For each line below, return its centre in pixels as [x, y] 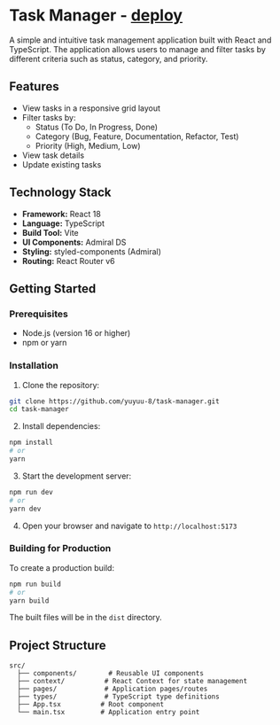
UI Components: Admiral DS [74, 242]
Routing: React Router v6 [68, 261]
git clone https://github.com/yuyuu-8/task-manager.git [114, 401]
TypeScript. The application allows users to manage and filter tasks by [137, 49]
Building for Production [60, 549]
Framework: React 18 [62, 214]
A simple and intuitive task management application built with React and [140, 40]
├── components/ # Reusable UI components [110, 674]
